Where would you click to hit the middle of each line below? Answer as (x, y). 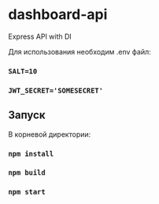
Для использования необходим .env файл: (79, 51)
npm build (27, 173)
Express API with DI (40, 36)
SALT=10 (23, 71)
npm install (31, 153)
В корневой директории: (50, 134)
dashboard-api (58, 15)
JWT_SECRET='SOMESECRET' (56, 90)
